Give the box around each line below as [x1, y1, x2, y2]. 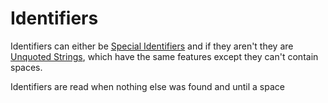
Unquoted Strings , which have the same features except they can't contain [10, 50, 319, 62]
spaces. [10, 61, 43, 73]
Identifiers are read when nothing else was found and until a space [10, 80, 285, 92]
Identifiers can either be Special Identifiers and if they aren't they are [10, 40, 294, 52]
